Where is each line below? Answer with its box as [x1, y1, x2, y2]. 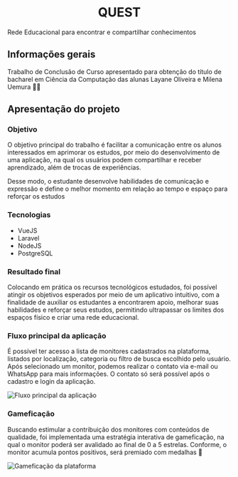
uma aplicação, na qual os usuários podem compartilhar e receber [7, 156, 202, 164]
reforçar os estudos [7, 192, 65, 201]
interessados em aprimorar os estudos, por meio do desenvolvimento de [7, 148, 220, 157]
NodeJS [17, 241, 42, 250]
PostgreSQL [17, 248, 53, 257]
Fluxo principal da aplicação [7, 330, 107, 340]
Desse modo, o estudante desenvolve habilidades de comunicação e [7, 177, 210, 186]
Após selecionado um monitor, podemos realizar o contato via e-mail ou [7, 362, 218, 371]
